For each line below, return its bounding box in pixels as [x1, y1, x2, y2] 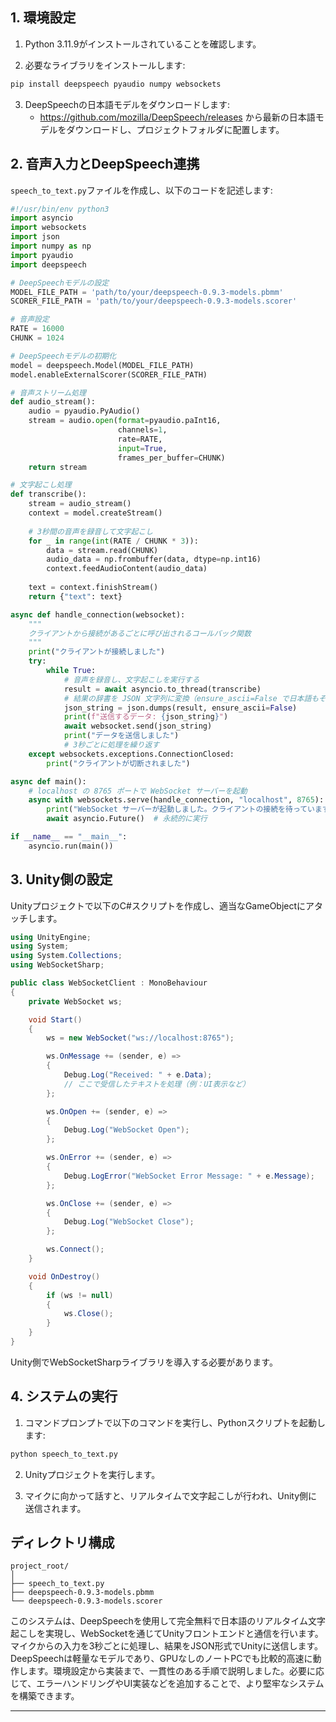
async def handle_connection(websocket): [10, 609, 186, 620]
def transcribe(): [10, 489, 87, 500]
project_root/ [10, 1561, 70, 1572]
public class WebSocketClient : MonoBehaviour [10, 978, 208, 988]
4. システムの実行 [10, 1388, 118, 1405]
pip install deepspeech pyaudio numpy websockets [10, 79, 222, 89]
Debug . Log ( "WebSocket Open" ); [63, 1125, 190, 1135]
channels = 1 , [117, 425, 168, 435]
